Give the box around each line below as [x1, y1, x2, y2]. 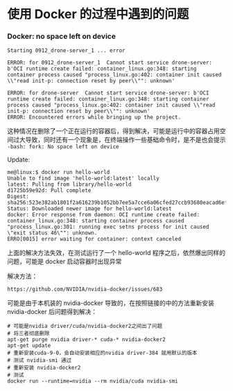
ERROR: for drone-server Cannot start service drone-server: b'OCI [7, 89, 209, 97]
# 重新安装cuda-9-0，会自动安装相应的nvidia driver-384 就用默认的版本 [7, 349, 198, 357]
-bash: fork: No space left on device [7, 144, 119, 150]
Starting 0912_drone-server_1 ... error [7, 47, 126, 54]
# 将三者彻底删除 [7, 330, 50, 337]
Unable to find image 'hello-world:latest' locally [7, 175, 159, 182]
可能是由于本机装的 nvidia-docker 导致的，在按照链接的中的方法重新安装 [7, 299, 215, 307]
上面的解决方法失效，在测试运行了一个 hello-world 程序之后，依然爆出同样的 [7, 249, 225, 257]
